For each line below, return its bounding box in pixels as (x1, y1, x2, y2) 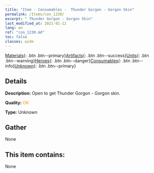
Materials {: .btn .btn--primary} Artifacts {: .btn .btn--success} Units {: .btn (5, 52, 149, 58)
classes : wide (5, 39, 34, 44)
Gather (5, 123, 27, 131)
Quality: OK (5, 99, 29, 105)
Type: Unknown (5, 109, 38, 115)
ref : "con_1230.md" (5, 30, 45, 35)
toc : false (5, 35, 27, 40)
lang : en (5, 25, 23, 30)
